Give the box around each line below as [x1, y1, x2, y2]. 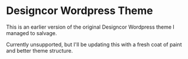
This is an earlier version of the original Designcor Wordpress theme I [6, 23, 175, 30]
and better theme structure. [6, 47, 73, 54]
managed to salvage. [6, 29, 57, 36]
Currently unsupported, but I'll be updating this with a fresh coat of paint [6, 41, 182, 48]
